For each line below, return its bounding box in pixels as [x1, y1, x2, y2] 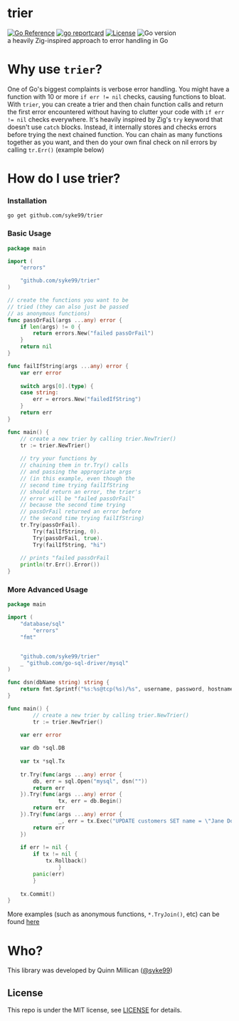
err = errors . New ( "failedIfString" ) [33, 396, 142, 403]
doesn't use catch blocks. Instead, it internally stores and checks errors [7, 123, 217, 131]
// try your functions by [20, 455, 97, 462]
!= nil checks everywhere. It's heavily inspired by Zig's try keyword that [7, 115, 223, 123]
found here [7, 918, 40, 926]
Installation [7, 195, 48, 205]
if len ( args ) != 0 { [20, 323, 81, 330]
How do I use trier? [7, 171, 121, 187]
